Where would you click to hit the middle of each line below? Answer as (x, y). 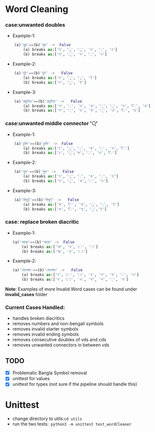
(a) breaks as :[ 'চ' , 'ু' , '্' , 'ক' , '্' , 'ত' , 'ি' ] (76, 148)
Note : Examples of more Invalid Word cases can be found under (71, 289)
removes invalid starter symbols (45, 329)
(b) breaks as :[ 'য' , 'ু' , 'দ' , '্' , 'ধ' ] (65, 54)
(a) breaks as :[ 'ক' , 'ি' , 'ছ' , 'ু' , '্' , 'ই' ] (71, 204)
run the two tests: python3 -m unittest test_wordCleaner (72, 424)
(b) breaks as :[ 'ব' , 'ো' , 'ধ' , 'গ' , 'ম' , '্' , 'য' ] (75, 279)
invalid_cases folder (26, 295)
